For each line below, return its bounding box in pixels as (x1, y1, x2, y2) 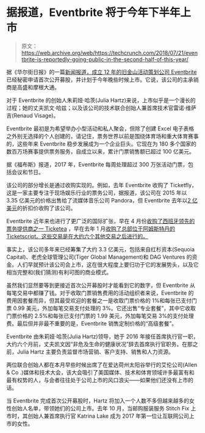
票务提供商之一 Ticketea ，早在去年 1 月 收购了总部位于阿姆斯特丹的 (6, 224, 176, 232)
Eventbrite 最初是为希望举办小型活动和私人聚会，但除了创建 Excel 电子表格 (6, 125, 195, 132)
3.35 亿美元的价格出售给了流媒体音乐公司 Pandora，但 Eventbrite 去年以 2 (6, 196, 191, 204)
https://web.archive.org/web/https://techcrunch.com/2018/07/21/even (21, 49, 198, 56)
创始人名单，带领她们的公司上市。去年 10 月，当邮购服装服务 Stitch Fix (11, 404, 190, 412)
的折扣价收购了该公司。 (17, 204, 76, 212)
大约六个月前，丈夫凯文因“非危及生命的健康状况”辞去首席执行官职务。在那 (6, 340, 193, 347)
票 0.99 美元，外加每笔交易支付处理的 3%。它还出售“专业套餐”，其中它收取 (6, 304, 196, 312)
